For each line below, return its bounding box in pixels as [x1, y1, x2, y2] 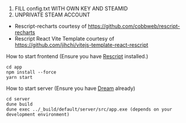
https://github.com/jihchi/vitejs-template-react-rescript [14, 41, 148, 48]
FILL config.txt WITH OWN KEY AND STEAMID [14, 5, 128, 12]
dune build [6, 101, 33, 107]
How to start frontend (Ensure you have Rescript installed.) [6, 53, 148, 59]
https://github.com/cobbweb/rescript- [88, 23, 181, 29]
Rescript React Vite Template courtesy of [14, 35, 115, 42]
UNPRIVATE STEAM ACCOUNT [14, 11, 90, 18]
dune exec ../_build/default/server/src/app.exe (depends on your [6, 107, 172, 112]
